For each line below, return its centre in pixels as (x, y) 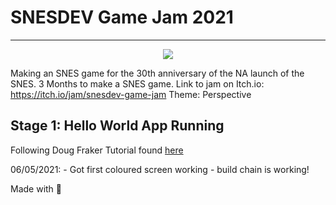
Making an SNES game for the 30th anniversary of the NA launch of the (157, 73)
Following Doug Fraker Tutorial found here (97, 150)
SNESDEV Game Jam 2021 (122, 17)
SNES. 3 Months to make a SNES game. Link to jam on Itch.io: (137, 83)
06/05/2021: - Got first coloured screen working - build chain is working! (160, 169)
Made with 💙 (36, 188)
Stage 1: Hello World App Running (117, 126)
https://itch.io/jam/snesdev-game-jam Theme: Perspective (131, 94)
